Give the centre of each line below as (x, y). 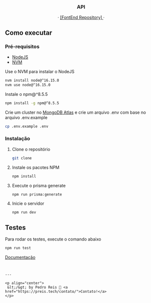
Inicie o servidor (28, 204)
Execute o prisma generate (39, 185)
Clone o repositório (31, 149)
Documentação (20, 257)
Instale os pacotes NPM (35, 167)
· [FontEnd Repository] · (81, 17)
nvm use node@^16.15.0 (28, 85)
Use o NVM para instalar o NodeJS (40, 71)
